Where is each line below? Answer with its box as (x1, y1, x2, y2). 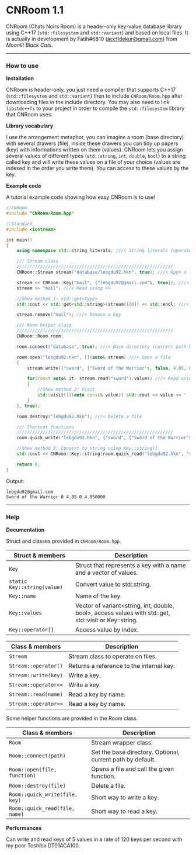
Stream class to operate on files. (68, 653, 157, 661)
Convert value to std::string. (75, 580, 152, 588)
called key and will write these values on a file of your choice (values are (6, 158, 181, 166)
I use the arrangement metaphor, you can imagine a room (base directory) (6, 134, 184, 141)
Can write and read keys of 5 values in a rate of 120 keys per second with (6, 836, 183, 843)
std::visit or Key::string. (75, 616, 138, 625)
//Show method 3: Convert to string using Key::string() (16, 446, 158, 451)
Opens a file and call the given (91, 765, 174, 773)
